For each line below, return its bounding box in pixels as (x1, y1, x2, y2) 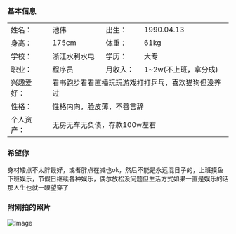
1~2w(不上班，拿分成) (143, 65, 218, 74)
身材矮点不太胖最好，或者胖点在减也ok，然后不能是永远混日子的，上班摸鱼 (7, 165, 224, 174)
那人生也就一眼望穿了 (7, 183, 69, 191)
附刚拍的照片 (7, 202, 51, 212)
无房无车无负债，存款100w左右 (52, 120, 157, 130)
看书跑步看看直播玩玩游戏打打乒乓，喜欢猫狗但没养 (52, 78, 221, 88)
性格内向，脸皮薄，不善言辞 (52, 102, 144, 112)
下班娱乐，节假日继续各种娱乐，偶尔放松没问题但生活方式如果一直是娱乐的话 (7, 174, 229, 183)
